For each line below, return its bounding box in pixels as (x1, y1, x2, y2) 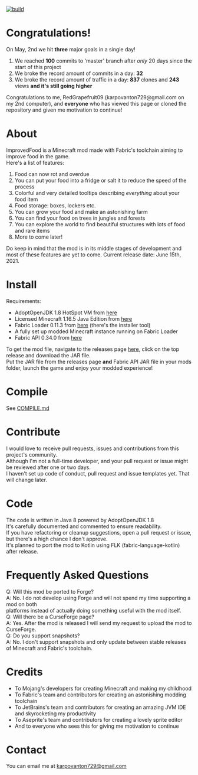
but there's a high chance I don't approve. (6, 535, 108, 542)
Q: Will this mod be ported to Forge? (6, 588, 94, 595)
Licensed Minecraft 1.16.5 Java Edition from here (14, 315, 133, 322)
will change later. (6, 476, 47, 483)
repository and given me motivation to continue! (6, 106, 123, 113)
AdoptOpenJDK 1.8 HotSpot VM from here (14, 309, 118, 316)
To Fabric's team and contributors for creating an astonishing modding (14, 691, 187, 698)
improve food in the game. (6, 152, 70, 159)
